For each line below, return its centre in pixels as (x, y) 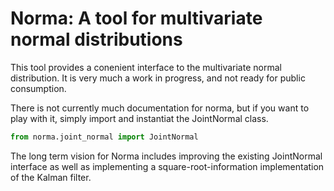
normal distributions (96, 39)
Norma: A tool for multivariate (136, 18)
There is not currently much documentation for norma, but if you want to (160, 108)
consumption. (38, 88)
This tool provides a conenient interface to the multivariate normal (146, 67)
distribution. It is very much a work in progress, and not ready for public (158, 78)
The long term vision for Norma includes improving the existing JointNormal (166, 156)
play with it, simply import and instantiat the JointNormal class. (139, 118)
